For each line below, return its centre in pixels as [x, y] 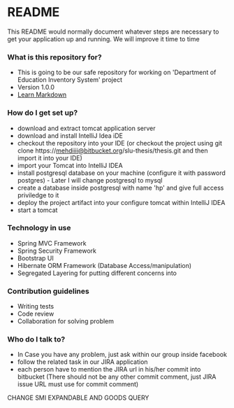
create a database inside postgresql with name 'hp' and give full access [120, 188]
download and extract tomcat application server [86, 128]
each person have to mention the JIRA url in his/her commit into [109, 370]
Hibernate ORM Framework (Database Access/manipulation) [104, 265]
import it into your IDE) [50, 157]
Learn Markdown [42, 94]
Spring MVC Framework [52, 243]
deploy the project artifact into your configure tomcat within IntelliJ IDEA [121, 202]
